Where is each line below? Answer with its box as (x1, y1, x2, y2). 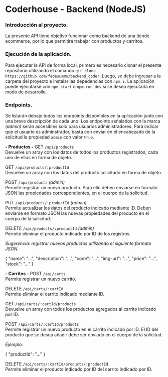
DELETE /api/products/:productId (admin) (5, 225, 94, 231)
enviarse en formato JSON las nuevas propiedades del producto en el (5, 210, 149, 216)
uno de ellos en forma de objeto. (5, 155, 73, 161)
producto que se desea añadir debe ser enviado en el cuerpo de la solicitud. (5, 332, 163, 338)
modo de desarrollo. (5, 89, 47, 95)
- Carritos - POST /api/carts (5, 271, 66, 277)
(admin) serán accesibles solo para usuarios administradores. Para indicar (5, 123, 159, 130)
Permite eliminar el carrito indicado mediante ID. (5, 291, 105, 297)
